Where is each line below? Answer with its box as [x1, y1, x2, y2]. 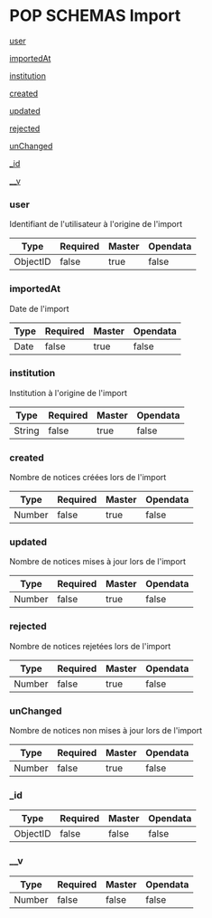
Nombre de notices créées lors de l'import [9, 472, 167, 483]
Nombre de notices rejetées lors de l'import [9, 640, 171, 651]
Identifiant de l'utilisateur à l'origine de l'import [9, 219, 183, 230]
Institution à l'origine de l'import [9, 387, 128, 398]
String [14, 424, 40, 437]
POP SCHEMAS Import [9, 5, 181, 26]
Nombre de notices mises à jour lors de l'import [9, 556, 187, 567]
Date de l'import [9, 303, 69, 314]
